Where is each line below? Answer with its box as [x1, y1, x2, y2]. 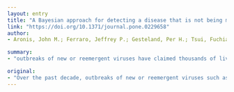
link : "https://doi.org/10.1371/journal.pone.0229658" [7, 23, 170, 30]
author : [7, 29, 30, 37]
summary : [7, 49, 33, 56]
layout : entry [7, 10, 49, 17]
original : [7, 68, 36, 75]
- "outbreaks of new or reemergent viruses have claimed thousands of [7, 55, 217, 63]
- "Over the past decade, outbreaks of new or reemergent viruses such [7, 74, 219, 81]
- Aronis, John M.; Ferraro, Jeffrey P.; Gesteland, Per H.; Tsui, [7, 36, 208, 43]
